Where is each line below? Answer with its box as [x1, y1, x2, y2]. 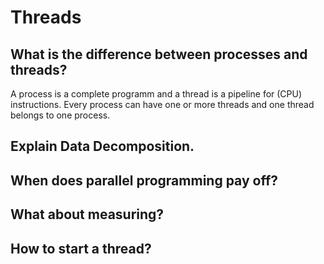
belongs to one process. [10, 109, 111, 121]
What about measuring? [10, 206, 165, 223]
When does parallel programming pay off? [10, 172, 279, 189]
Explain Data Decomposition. [10, 138, 195, 155]
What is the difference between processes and [10, 46, 308, 63]
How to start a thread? [10, 240, 152, 257]
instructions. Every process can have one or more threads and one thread [10, 99, 315, 110]
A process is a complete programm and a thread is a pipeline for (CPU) [10, 88, 303, 100]
